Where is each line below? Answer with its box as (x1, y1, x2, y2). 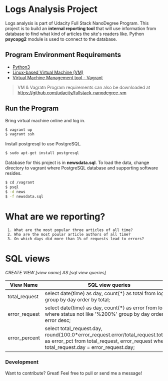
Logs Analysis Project (5, 4, 97, 15)
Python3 (12, 64, 30, 70)
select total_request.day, (44, 325, 102, 332)
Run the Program (5, 104, 59, 113)
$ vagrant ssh (5, 132, 35, 137)
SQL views (5, 253, 50, 264)
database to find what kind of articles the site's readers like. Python (5, 31, 144, 37)
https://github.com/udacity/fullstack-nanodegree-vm (17, 89, 126, 96)
